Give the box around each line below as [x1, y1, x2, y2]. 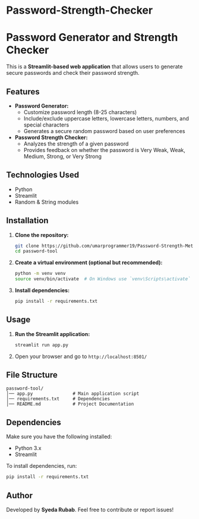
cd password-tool [14, 248, 58, 254]
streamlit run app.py [14, 342, 68, 348]
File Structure [6, 370, 58, 380]
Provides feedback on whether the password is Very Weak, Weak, [23, 146, 186, 153]
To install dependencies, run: [6, 463, 77, 470]
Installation [6, 216, 49, 226]
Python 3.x [14, 445, 42, 452]
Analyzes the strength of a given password [23, 140, 129, 147]
